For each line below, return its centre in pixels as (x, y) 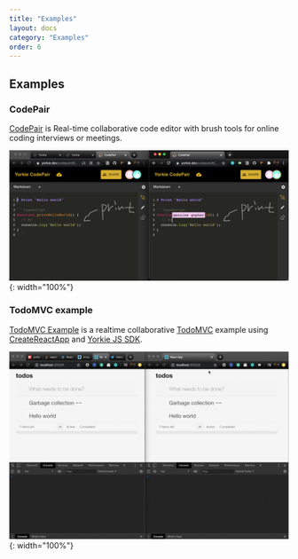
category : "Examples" (49, 37)
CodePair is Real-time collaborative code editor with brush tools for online (144, 128)
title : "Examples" (43, 19)
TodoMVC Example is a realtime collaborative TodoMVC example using (139, 329)
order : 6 (25, 47)
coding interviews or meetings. (66, 138)
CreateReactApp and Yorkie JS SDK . (76, 339)
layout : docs (33, 28)
